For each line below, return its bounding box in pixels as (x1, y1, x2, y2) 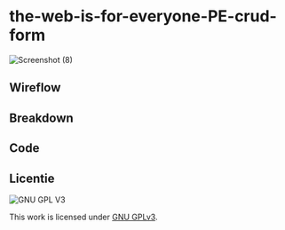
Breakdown (9, 110, 74, 125)
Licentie (9, 171, 55, 186)
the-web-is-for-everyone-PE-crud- (9, 6, 277, 27)
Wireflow (9, 80, 61, 95)
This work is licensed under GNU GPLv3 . (9, 211, 158, 222)
